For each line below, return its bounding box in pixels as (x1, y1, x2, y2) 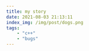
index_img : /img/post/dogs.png (6, 19, 84, 25)
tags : (6, 25, 20, 31)
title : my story (6, 8, 46, 15)
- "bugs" (17, 36, 39, 42)
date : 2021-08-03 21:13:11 (6, 14, 73, 20)
